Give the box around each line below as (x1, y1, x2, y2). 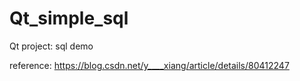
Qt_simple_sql (9, 7, 129, 30)
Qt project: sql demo (9, 40, 94, 52)
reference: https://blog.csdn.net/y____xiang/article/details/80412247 (9, 59, 290, 71)
